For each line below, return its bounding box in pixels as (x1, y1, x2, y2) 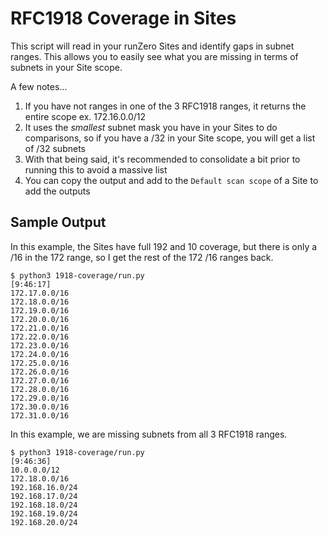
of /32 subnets (24, 142, 86, 154)
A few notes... (10, 80, 68, 92)
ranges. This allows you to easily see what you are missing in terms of (10, 50, 299, 62)
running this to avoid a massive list (24, 163, 168, 176)
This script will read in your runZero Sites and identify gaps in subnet (10, 40, 295, 52)
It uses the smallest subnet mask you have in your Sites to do (24, 121, 278, 133)
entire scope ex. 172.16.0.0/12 (24, 110, 147, 122)
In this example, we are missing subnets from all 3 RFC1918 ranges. (10, 428, 288, 440)
